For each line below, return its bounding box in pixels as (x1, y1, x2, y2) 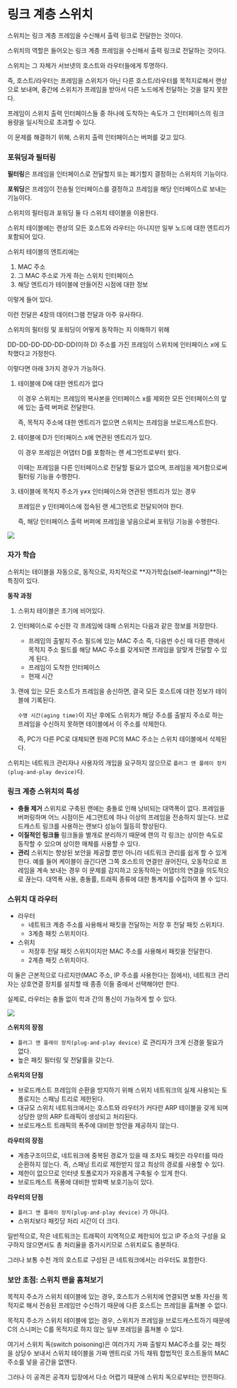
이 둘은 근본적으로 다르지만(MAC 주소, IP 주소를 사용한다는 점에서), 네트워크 (7, 971, 216, 980)
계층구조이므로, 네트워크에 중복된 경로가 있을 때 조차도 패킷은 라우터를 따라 (17, 1151, 224, 1160)
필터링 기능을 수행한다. (17, 472, 81, 481)
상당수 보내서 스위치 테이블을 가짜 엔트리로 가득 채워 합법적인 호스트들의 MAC (14, 1349, 229, 1358)
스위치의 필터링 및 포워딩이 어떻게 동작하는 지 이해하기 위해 (7, 325, 170, 334)
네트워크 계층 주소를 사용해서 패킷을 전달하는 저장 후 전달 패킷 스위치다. (28, 920, 225, 929)
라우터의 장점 (7, 1136, 44, 1145)
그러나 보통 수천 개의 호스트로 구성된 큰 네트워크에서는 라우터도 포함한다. (7, 1256, 207, 1264)
